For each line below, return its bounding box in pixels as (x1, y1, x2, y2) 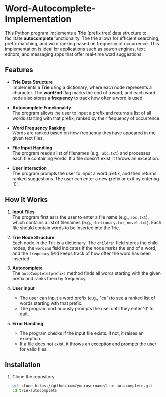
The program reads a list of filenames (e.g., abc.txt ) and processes (12, 150, 151, 156)
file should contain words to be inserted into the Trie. (12, 225, 120, 231)
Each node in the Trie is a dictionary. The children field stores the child (12, 240, 158, 246)
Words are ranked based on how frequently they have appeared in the (12, 130, 156, 136)
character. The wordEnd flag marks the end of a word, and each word (12, 89, 156, 95)
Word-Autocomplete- (5, 3, 96, 14)
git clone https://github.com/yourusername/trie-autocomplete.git (12, 383, 153, 389)
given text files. (12, 135, 44, 141)
